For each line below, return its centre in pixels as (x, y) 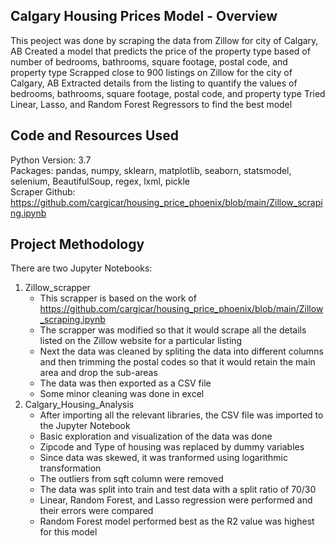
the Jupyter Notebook (85, 426)
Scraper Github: (43, 191)
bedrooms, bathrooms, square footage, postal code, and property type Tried (168, 93)
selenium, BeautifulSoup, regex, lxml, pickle (100, 181)
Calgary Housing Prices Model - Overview (144, 16)
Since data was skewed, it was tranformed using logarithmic (163, 458)
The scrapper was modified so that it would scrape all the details (173, 330)
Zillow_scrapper (57, 288)
